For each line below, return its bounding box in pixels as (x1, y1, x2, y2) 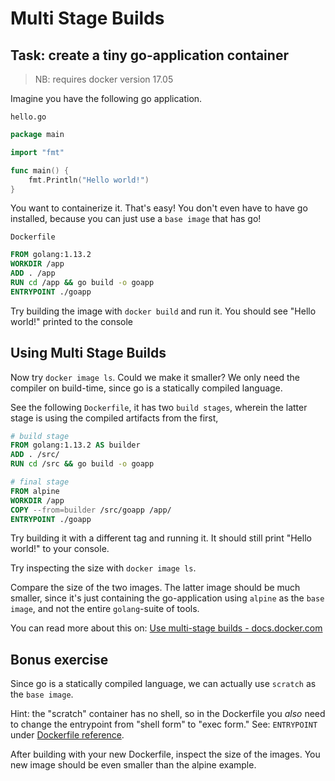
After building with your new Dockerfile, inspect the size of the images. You (10, 748, 321, 761)
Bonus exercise (10, 651, 109, 668)
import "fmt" (10, 147, 65, 157)
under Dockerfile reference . (10, 729, 125, 741)
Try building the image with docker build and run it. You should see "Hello (10, 305, 317, 317)
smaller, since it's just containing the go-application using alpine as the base (10, 592, 325, 604)
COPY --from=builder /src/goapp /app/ (10, 505, 172, 515)
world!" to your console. (10, 543, 110, 555)
